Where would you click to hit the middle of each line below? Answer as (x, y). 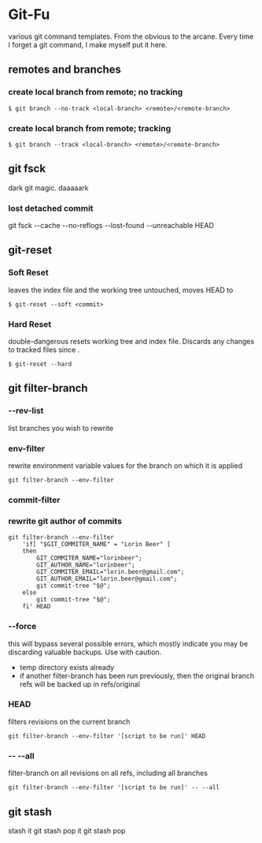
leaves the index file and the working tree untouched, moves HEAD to (121, 290)
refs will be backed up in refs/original (79, 684)
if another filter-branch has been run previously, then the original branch (137, 676)
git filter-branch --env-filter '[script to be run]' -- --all (114, 788)
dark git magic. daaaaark (48, 188)
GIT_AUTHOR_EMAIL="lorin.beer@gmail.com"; (107, 579)
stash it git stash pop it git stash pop (67, 830)
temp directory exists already (67, 667)
